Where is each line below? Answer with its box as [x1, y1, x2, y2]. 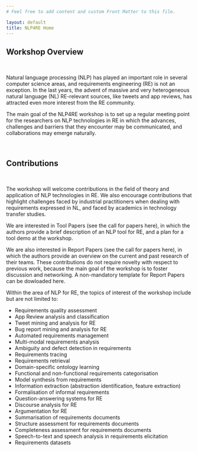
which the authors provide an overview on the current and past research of [6, 252, 189, 259]
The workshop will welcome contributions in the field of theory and [6, 185, 170, 193]
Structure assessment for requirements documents [14, 420, 139, 427]
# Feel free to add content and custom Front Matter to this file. [6, 8, 176, 15]
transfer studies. [6, 211, 46, 217]
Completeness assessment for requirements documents [14, 427, 152, 433]
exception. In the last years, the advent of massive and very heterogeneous [6, 86, 190, 94]
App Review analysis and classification [14, 313, 109, 320]
